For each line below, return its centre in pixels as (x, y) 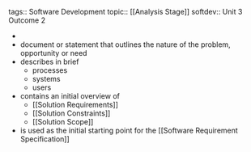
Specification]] (45, 139)
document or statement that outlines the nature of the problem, (125, 44)
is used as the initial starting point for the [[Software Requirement (129, 130)
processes (50, 70)
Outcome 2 (27, 20)
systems (46, 79)
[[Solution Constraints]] (71, 113)
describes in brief (49, 61)
